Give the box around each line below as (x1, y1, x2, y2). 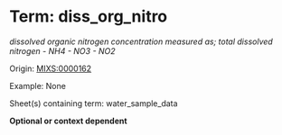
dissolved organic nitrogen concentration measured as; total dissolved (9, 36, 273, 47)
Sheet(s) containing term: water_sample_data (9, 97, 178, 109)
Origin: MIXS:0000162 (9, 63, 92, 74)
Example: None (9, 80, 66, 91)
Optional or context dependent (9, 115, 128, 126)
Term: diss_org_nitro (9, 6, 168, 27)
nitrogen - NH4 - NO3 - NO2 (9, 45, 116, 56)
